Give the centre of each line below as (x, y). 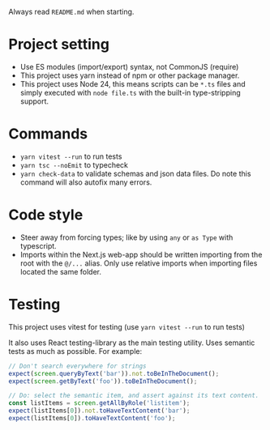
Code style (46, 215)
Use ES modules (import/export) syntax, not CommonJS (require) (129, 66)
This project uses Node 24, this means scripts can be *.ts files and (133, 83)
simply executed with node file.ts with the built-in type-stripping (130, 92)
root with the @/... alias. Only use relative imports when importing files (139, 263)
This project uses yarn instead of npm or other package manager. (130, 75)
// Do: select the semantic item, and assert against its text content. (134, 396)
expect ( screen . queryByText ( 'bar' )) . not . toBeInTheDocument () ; (114, 373)
